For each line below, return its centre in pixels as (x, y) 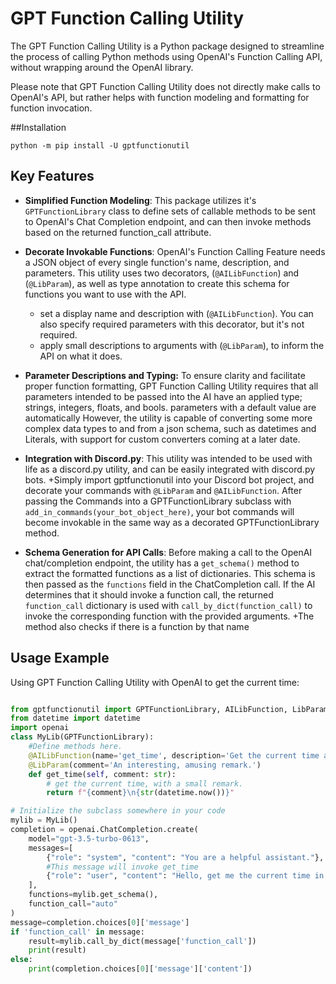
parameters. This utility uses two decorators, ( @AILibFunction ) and (162, 273)
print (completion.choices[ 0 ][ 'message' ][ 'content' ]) (140, 969)
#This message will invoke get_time (122, 867)
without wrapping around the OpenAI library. (102, 67)
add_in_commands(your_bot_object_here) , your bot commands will (159, 511)
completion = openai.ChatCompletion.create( (104, 830)
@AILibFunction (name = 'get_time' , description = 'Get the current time (174, 755)
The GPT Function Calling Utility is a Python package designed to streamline (167, 46)
